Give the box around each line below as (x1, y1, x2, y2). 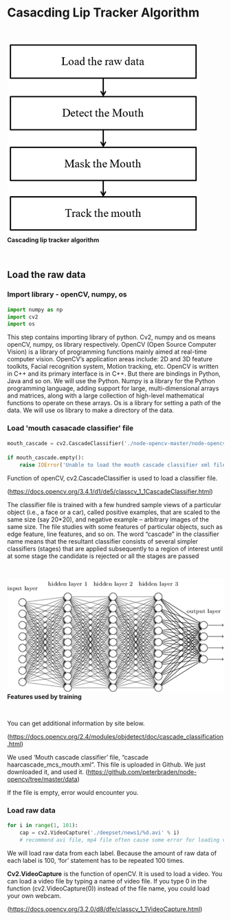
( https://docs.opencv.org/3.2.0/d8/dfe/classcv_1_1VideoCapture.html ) (7, 905, 203, 913)
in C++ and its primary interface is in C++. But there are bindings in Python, (7, 370, 221, 378)
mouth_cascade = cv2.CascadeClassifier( (7, 440, 125, 447)
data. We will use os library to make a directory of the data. (7, 406, 174, 414)
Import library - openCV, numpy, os (7, 290, 127, 299)
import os (7, 321, 36, 328)
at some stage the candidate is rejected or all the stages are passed (7, 552, 199, 560)
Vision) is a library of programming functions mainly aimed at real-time (7, 347, 208, 356)
